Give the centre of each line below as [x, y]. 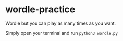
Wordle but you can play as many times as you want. [61, 23]
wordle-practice [40, 9]
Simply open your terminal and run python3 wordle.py [62, 33]
